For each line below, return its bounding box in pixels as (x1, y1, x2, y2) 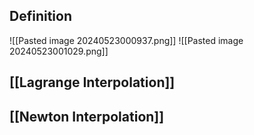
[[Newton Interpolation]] (9, 108, 165, 125)
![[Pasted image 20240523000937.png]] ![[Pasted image (9, 34, 244, 46)
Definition (9, 8, 72, 25)
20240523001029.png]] (9, 45, 109, 57)
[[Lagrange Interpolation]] (9, 74, 176, 91)
